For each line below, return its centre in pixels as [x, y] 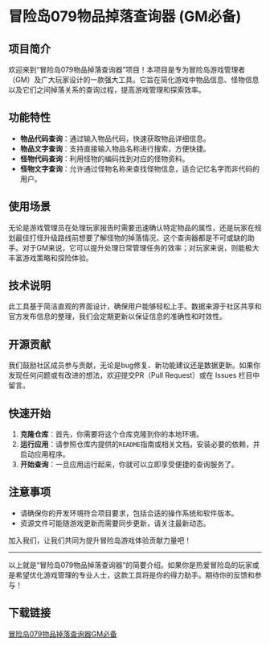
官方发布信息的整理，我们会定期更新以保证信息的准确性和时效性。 [117, 317]
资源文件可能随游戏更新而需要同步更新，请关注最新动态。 [115, 523]
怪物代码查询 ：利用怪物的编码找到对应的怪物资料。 [104, 159]
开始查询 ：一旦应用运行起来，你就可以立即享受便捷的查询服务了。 [129, 465]
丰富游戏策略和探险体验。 [51, 258]
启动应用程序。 [45, 454]
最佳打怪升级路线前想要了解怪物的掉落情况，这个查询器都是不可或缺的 [131, 238]
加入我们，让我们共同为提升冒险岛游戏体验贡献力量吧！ [100, 540]
